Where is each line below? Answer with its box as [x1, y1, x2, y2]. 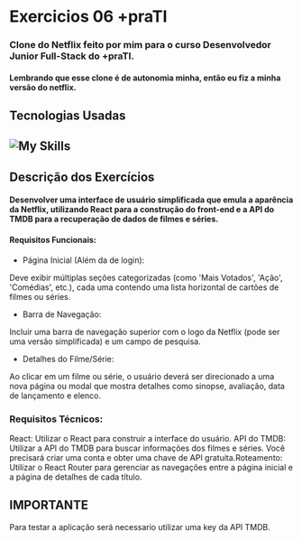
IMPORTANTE [9, 498, 88, 513]
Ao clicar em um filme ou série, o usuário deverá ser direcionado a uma [9, 370, 275, 381]
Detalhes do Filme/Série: [22, 353, 114, 364]
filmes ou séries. [9, 291, 71, 302]
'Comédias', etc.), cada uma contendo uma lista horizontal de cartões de [9, 282, 279, 293]
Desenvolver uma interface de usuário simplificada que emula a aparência [9, 194, 294, 205]
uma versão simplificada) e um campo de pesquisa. [9, 336, 201, 347]
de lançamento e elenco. [9, 390, 102, 401]
